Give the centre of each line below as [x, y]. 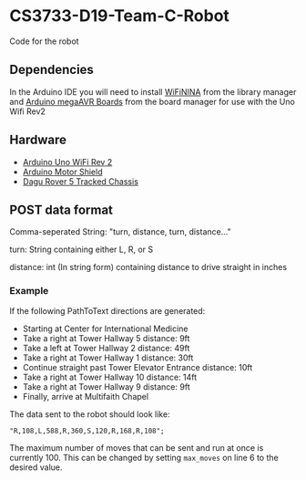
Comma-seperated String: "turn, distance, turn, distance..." [120, 232]
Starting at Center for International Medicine [105, 329]
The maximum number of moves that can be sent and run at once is [137, 447]
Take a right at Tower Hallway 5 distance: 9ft [106, 338]
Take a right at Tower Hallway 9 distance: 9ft [106, 386]
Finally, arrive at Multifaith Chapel [85, 396]
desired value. [36, 467]
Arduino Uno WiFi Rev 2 [67, 162]
